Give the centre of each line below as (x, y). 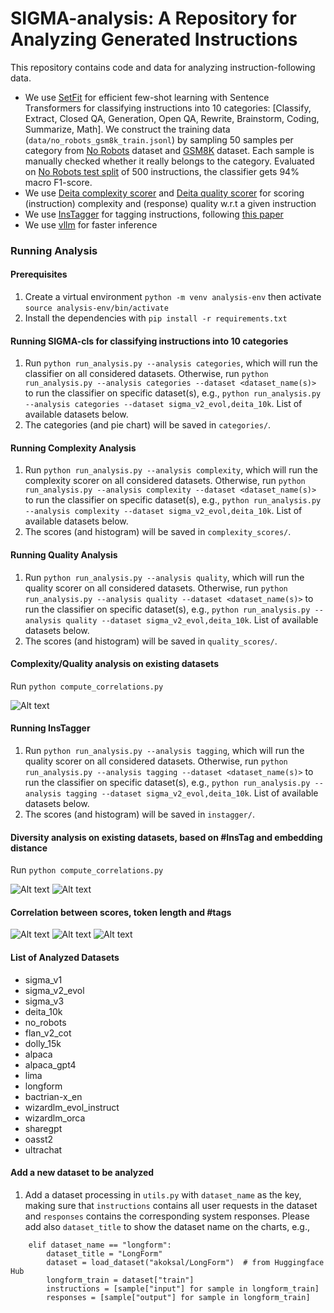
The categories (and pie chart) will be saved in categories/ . (148, 425)
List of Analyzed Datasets (65, 958)
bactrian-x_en (53, 1096)
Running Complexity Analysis (73, 448)
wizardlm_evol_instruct (72, 1107)
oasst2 (39, 1139)
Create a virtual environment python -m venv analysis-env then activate (173, 297)
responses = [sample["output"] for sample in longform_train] (178, 1297)
